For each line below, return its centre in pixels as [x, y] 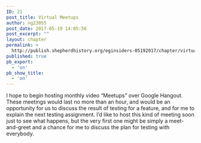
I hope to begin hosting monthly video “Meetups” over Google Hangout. [95, 96]
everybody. [20, 134]
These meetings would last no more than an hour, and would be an [88, 102]
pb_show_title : [25, 73]
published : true [26, 56]
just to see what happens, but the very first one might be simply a [87, 121]
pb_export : [20, 62]
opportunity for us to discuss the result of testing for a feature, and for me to [100, 108]
